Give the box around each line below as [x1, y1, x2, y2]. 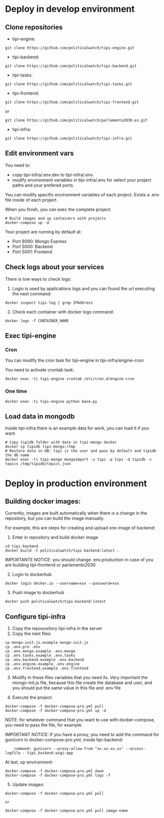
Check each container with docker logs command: [12, 309, 114, 315]
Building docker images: [5, 497, 81, 505]
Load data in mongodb [5, 412, 75, 421]
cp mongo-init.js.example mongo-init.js [5, 640, 89, 645]
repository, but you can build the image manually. [5, 515, 105, 521]
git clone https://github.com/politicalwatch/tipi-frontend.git [5, 100, 139, 105]
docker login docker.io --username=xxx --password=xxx [5, 581, 119, 586]
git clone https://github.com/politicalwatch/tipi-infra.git [5, 136, 133, 141]
